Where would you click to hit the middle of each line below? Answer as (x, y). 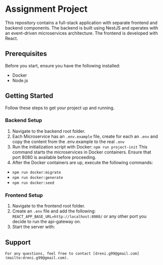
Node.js (20, 80)
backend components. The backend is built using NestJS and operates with (82, 28)
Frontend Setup (24, 195)
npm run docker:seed (33, 183)
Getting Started (29, 96)
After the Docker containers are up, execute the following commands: (82, 162)
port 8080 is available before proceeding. (54, 157)
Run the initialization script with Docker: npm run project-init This (80, 147)
